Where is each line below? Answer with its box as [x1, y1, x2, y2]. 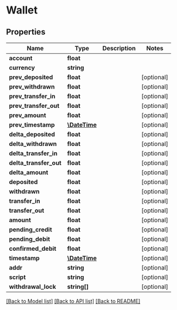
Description [102, 45, 136, 52]
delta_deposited [9, 130, 56, 138]
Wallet [6, 4, 38, 17]
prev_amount [9, 111, 46, 119]
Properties [6, 27, 46, 37]
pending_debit [9, 235, 50, 243]
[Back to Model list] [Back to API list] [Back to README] [6, 298, 141, 305]
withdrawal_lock [9, 282, 56, 291]
